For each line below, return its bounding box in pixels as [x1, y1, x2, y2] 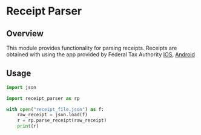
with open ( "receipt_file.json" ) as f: [6, 106, 104, 113]
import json [6, 84, 36, 90]
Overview [6, 28, 44, 39]
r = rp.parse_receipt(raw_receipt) [17, 117, 107, 123]
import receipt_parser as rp [6, 95, 80, 101]
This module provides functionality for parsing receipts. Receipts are [6, 44, 177, 51]
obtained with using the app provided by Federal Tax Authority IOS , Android [6, 51, 196, 58]
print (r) [17, 123, 39, 130]
